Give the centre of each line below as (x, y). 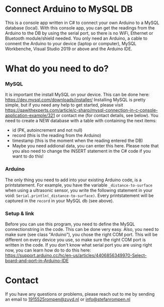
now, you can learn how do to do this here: (48, 250)
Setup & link (20, 213)
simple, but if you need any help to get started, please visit (64, 105)
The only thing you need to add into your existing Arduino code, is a (73, 180)
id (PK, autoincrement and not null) (47, 130)
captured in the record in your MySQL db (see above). (59, 200)
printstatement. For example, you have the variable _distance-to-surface (79, 185)
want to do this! (28, 156)
